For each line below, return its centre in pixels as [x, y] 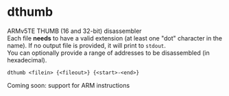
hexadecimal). [27, 60]
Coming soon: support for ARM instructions [69, 85]
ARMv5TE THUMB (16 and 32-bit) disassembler [74, 31]
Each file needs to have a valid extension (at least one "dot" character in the [115, 38]
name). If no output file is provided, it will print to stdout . [87, 45]
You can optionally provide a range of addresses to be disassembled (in [109, 53]
